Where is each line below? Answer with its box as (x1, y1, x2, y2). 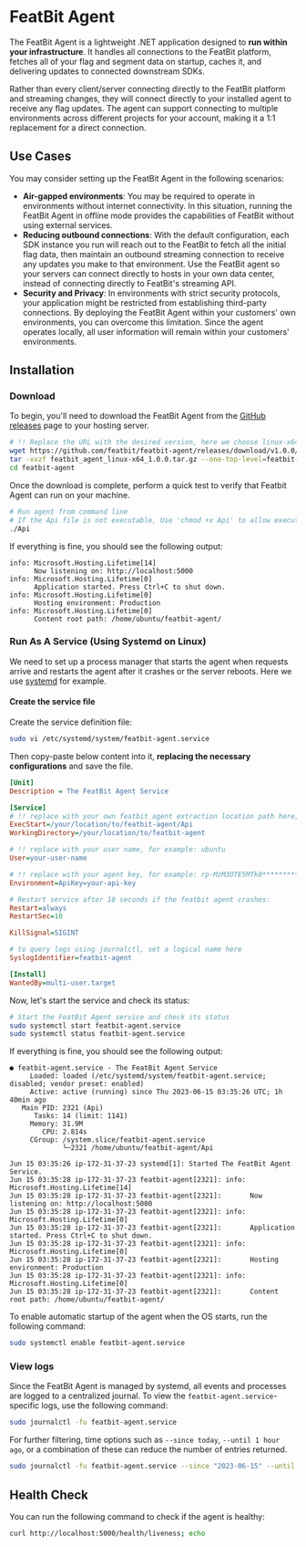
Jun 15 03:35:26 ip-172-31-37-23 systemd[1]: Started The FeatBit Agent (9, 1159, 291, 1169)
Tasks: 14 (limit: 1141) (33, 1112, 128, 1121)
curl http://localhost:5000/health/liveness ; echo (9, 1529, 206, 1539)
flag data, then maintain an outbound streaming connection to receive (22, 248, 285, 259)
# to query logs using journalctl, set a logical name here (9, 945, 243, 955)
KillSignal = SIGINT (9, 928, 79, 937)
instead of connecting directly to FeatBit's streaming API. (22, 277, 237, 288)
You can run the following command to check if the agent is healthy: (9, 1511, 266, 1522)
